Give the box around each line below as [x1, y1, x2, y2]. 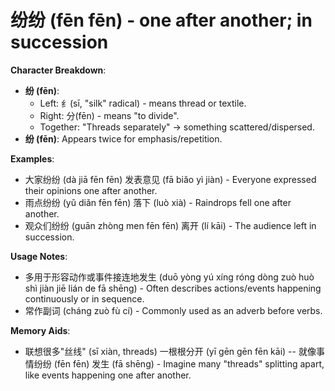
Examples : [10, 152, 55, 165]
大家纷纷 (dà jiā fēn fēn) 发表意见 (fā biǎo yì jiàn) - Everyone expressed [24, 173, 317, 185]
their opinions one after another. [24, 184, 158, 196]
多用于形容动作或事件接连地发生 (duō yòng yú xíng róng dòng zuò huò [24, 271, 315, 283]
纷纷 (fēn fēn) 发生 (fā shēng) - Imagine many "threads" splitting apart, [33, 357, 325, 370]
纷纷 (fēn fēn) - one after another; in [10, 9, 313, 32]
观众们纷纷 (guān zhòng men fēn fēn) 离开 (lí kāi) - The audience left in [24, 219, 317, 231]
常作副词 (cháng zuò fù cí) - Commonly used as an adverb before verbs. [24, 304, 323, 316]
